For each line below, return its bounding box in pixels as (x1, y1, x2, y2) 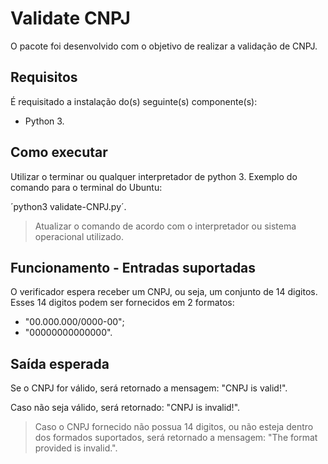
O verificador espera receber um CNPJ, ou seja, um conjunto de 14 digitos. (10, 286, 318, 298)
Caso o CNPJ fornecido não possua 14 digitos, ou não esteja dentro (34, 421, 314, 433)
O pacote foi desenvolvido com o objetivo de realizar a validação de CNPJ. (10, 40, 318, 52)
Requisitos (10, 69, 78, 86)
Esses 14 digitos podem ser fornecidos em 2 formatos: (10, 297, 235, 309)
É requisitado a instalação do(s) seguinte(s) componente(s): (10, 95, 258, 107)
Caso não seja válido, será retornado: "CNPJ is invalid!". (10, 402, 241, 414)
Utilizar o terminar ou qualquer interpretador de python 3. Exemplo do (10, 170, 298, 182)
